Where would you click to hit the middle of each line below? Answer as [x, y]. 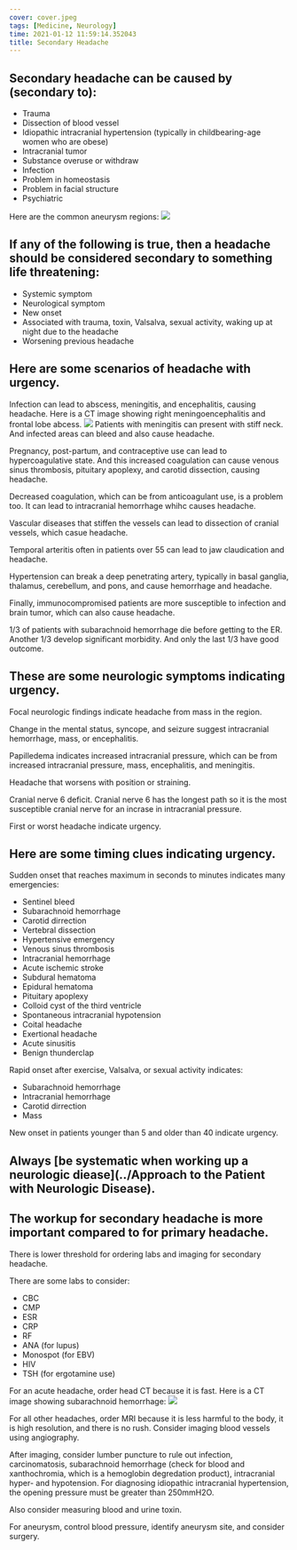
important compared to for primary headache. [139, 1232]
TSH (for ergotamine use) [69, 1373]
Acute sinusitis [49, 1044]
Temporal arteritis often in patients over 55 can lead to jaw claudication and [147, 549]
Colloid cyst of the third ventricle [82, 1006]
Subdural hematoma [59, 977]
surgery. [24, 1536]
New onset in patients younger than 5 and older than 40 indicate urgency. [144, 1133]
